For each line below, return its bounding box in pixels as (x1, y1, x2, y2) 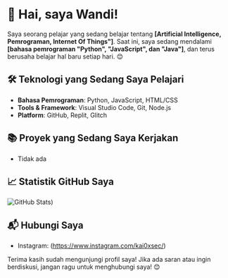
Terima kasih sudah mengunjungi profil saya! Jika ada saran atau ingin (7, 255, 211, 264)
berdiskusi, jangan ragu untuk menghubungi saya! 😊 (7, 262, 160, 271)
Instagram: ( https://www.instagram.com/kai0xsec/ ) (17, 241, 167, 250)
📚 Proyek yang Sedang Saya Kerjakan (7, 132, 179, 144)
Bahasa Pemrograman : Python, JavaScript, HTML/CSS (17, 95, 178, 104)
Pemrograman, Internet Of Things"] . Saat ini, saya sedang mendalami (7, 37, 213, 45)
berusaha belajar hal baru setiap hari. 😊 (7, 52, 123, 61)
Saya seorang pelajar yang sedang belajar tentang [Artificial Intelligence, (7, 30, 222, 38)
